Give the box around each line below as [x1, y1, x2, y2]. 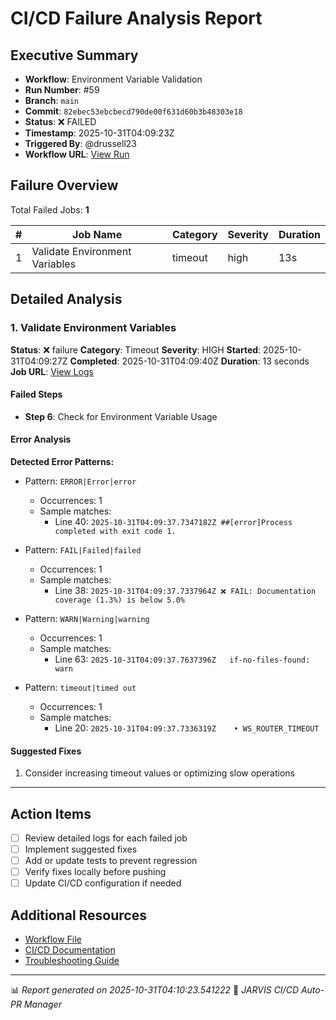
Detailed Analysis [10, 291, 123, 308]
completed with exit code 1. [54, 526, 177, 536]
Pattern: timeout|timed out [24, 681, 137, 693]
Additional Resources [10, 907, 147, 924]
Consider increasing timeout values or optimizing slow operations [24, 767, 295, 779]
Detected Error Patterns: [10, 455, 115, 467]
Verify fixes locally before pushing [24, 866, 167, 878]
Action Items [10, 805, 92, 822]
